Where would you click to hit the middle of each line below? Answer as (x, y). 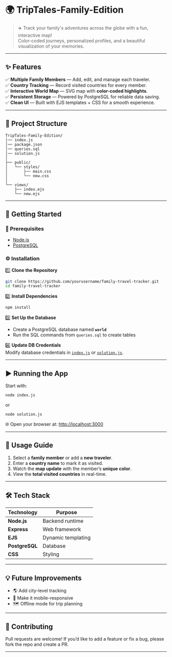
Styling (51, 555)
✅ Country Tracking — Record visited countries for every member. (76, 85)
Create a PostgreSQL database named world (59, 330)
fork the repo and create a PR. (37, 644)
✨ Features (23, 67)
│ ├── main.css (28, 171)
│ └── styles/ (23, 167)
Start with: (16, 386)
